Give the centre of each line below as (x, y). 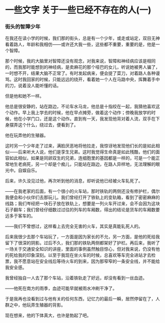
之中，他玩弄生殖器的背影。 (37, 305)
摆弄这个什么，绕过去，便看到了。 (44, 125)
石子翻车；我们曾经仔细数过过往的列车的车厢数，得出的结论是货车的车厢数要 (82, 210)
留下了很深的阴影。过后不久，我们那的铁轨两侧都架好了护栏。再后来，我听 (80, 243)
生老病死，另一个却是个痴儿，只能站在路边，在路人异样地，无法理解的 (84, 164)
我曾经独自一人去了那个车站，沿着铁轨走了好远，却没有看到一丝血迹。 (76, 278)
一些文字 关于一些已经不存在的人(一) (78, 10)
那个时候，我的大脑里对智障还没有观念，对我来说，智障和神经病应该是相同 (80, 61)
